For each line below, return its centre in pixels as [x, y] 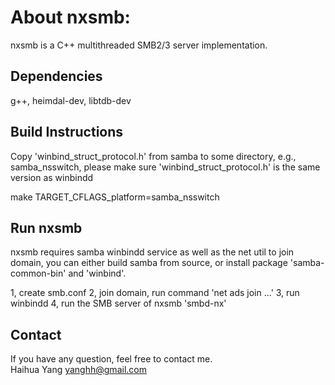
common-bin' [38, 273]
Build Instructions [67, 132]
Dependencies [56, 76]
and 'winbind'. [97, 273]
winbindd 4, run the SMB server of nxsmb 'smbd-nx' [118, 303]
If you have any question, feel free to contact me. [111, 359]
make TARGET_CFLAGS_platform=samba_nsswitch [115, 197]
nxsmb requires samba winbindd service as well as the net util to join [152, 252]
